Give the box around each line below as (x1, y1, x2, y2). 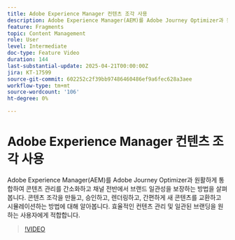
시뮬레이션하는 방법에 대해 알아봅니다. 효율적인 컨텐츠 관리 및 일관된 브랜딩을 (7, 201, 217, 211)
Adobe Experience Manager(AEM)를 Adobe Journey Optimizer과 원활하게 (7, 175, 218, 184)
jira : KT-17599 (7, 69, 52, 76)
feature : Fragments (7, 23, 64, 30)
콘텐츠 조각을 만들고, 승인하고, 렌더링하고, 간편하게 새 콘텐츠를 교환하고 (27, 193, 222, 201)
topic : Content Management (7, 29, 86, 37)
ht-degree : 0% (7, 95, 49, 102)
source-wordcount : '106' (7, 88, 80, 95)
